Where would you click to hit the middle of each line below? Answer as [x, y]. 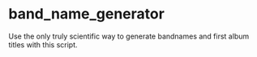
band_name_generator [86, 14]
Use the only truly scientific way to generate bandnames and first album [129, 36]
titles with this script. [43, 44]
